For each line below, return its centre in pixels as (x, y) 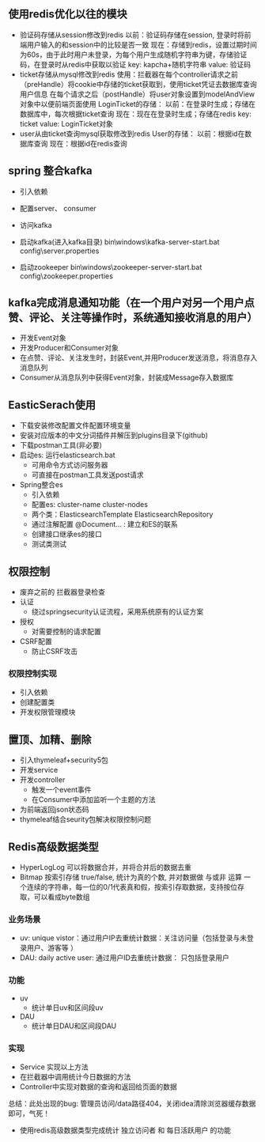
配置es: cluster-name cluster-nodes (90, 505)
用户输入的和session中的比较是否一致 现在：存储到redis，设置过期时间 (142, 44)
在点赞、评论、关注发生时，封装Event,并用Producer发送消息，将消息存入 (138, 357)
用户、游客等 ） (52, 948)
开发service (39, 770)
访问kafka (36, 225)
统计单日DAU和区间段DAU (74, 1026)
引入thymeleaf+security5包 (64, 760)
